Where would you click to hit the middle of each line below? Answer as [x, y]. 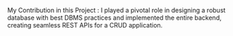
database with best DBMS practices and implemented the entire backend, [114, 18]
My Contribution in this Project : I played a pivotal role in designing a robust [116, 10]
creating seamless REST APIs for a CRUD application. [85, 25]
